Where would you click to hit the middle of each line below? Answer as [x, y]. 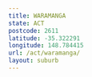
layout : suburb [34, 61]
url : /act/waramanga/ [44, 53]
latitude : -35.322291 [44, 38]
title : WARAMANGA [37, 16]
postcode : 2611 [34, 30]
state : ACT [26, 23]
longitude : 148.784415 [46, 46]
